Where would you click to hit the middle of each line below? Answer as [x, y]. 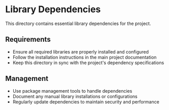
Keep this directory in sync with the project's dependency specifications [88, 63]
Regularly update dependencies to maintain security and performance [86, 102]
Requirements [28, 39]
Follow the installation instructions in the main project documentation [84, 57]
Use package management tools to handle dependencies [72, 91]
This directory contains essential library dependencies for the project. [78, 23]
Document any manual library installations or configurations [75, 96]
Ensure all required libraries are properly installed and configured [80, 51]
